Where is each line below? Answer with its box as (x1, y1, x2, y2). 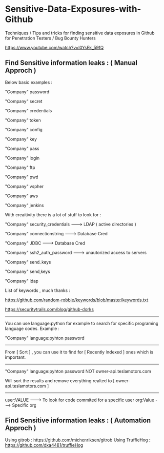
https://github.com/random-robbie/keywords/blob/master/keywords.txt (5, 297, 148, 303)
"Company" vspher (5, 183, 44, 189)
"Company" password (5, 89, 50, 95)
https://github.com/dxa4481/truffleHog (5, 442, 83, 448)
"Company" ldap (5, 278, 39, 284)
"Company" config (5, 126, 43, 132)
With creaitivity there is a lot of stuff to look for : (5, 211, 101, 218)
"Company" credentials (5, 107, 52, 113)
